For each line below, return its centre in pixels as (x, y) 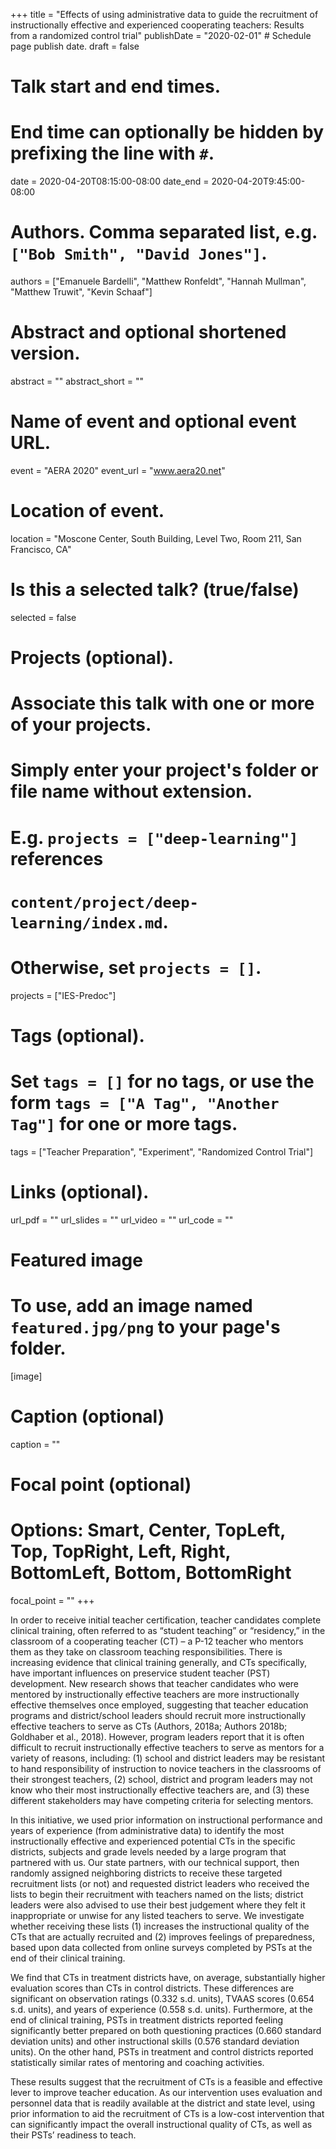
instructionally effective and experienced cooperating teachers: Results (157, 25)
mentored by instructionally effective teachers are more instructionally (155, 1694)
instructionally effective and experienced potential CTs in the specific (153, 1841)
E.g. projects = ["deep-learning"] (154, 837)
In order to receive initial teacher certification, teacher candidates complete (166, 1620)
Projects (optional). (92, 658)
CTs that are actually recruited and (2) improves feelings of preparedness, (163, 1936)
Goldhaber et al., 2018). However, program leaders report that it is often (157, 1736)
